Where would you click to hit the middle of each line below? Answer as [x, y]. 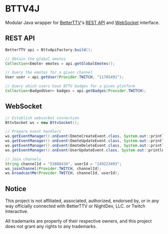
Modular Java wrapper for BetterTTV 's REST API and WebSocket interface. [82, 22]
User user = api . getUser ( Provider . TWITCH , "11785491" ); [64, 77]
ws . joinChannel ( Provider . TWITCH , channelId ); [53, 168]
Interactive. [17, 211]
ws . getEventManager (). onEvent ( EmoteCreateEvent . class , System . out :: [78, 136]
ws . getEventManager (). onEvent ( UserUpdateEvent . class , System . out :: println [85, 150]
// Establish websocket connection [42, 118]
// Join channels [23, 159]
